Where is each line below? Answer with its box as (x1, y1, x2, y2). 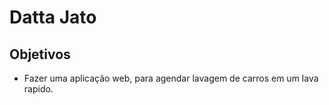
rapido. (23, 83, 54, 95)
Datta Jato (9, 6, 97, 29)
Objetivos (9, 46, 71, 63)
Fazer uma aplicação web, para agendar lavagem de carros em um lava (23, 72, 319, 84)
